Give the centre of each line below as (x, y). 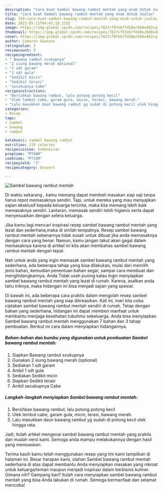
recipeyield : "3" (23, 163)
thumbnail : (16, 32)
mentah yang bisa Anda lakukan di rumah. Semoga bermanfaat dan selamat (81, 480)
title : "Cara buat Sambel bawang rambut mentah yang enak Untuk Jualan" (80, 14)
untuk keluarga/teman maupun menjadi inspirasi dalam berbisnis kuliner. (77, 470)
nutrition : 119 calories (30, 145)
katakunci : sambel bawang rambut (39, 141)
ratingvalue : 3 (20, 46)
